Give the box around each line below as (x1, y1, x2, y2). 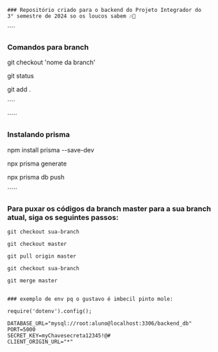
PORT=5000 (7, 325, 36, 333)
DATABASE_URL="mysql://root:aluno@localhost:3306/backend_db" (7, 320, 192, 327)
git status (7, 72, 34, 80)
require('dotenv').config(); (7, 307, 92, 314)
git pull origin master (7, 252, 77, 260)
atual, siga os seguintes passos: (7, 212, 119, 222)
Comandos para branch (7, 42, 89, 52)
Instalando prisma (7, 130, 70, 140)
